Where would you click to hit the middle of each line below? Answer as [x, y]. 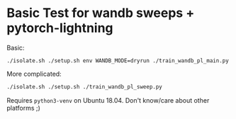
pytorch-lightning [60, 28]
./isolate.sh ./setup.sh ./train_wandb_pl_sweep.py [84, 86]
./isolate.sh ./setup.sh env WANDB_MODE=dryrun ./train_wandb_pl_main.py [118, 61]
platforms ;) [23, 108]
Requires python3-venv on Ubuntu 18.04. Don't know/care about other [108, 100]
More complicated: [34, 74]
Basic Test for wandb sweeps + [101, 13]
